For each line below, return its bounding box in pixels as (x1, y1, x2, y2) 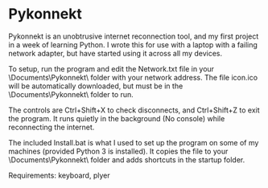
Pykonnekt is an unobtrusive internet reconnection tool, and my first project (8, 31, 259, 41)
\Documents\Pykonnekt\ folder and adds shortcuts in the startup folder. (8, 154, 245, 165)
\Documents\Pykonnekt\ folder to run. (8, 89, 134, 99)
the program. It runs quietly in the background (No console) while (8, 113, 225, 123)
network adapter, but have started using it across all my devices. (8, 48, 223, 58)
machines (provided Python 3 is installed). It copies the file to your (8, 146, 229, 156)
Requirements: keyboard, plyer (8, 170, 110, 180)
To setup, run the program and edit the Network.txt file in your (8, 63, 215, 73)
